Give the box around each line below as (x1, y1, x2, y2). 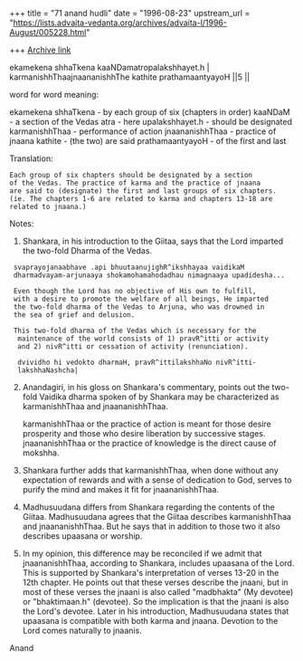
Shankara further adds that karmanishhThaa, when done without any (22, 465, 279, 475)
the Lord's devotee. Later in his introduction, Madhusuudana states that (22, 606, 289, 617)
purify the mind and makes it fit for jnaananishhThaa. (22, 484, 220, 494)
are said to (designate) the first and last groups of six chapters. (9, 187, 278, 196)
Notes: (9, 218, 34, 229)
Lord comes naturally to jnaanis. (22, 625, 142, 636)
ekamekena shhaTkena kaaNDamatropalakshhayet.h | (9, 62, 210, 72)
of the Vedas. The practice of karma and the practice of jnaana (9, 178, 260, 187)
